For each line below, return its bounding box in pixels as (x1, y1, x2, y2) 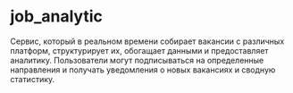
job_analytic (10, 6, 104, 27)
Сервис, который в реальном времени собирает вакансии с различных (10, 36, 285, 46)
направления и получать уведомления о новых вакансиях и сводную (10, 64, 276, 75)
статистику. (10, 73, 55, 84)
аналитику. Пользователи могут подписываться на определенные (10, 55, 264, 65)
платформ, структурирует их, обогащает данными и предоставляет (10, 45, 269, 55)
